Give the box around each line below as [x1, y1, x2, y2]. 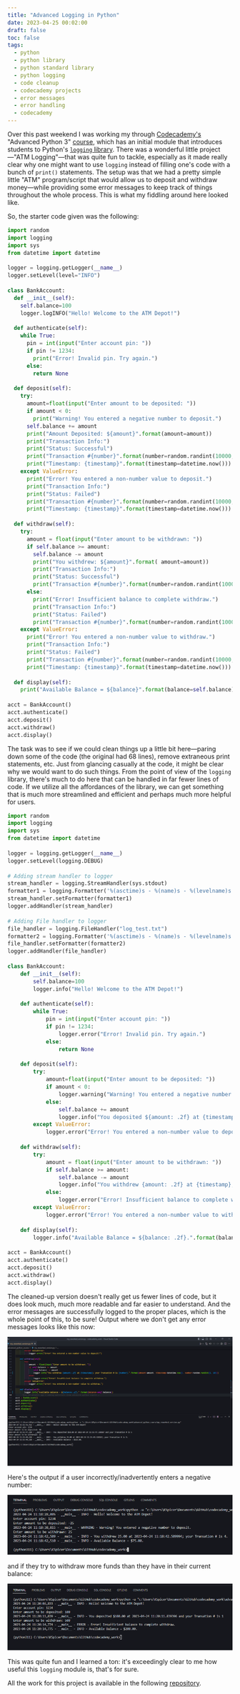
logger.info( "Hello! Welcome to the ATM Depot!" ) [33, 986, 184, 993]
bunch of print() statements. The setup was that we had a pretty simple [7, 168, 221, 176]
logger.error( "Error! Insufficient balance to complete [58, 1196, 229, 1203]
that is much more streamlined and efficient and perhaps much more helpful [7, 790, 231, 798]
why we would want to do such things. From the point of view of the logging [7, 767, 231, 776]
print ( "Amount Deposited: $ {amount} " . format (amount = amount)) [26, 430, 213, 437]
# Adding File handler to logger [7, 918, 107, 925]
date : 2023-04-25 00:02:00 [7, 19, 88, 26]
